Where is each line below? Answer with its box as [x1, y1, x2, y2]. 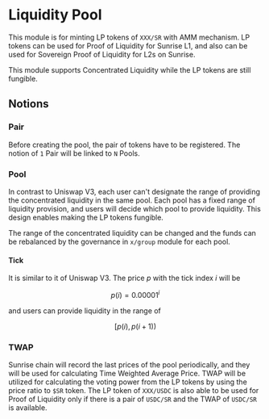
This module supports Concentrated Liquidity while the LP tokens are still [8, 65, 251, 74]
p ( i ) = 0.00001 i [110, 289, 160, 300]
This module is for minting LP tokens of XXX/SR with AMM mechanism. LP [8, 32, 250, 42]
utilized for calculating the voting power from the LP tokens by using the [8, 377, 247, 387]
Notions [8, 97, 49, 111]
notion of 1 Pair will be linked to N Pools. [8, 148, 140, 158]
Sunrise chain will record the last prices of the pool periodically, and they [8, 360, 250, 370]
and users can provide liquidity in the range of [8, 305, 161, 316]
